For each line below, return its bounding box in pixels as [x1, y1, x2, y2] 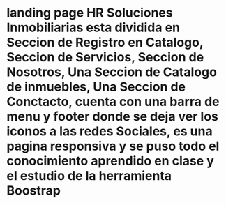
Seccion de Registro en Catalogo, [6, 35, 204, 50]
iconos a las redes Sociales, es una [6, 123, 213, 139]
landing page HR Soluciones [6, 5, 173, 21]
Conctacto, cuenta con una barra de [6, 94, 220, 109]
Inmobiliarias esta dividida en [6, 20, 181, 36]
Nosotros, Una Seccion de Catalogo [6, 64, 218, 80]
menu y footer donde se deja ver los [6, 109, 219, 125]
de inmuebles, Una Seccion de [6, 79, 186, 95]
